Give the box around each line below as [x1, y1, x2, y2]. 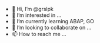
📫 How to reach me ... [11, 31, 66, 37]
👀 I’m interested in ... [11, 12, 62, 19]
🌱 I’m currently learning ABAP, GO [11, 18, 94, 24]
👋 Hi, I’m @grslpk [11, 6, 54, 12]
